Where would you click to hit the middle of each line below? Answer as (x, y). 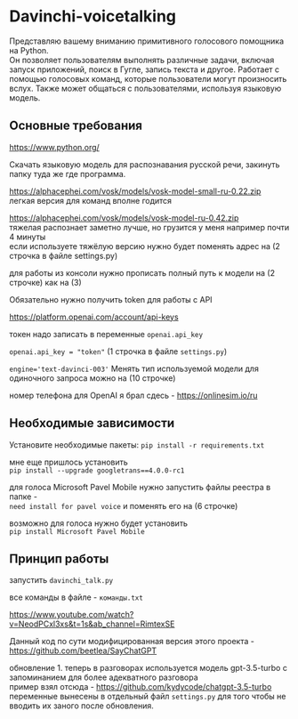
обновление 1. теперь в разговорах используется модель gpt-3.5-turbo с (148, 668)
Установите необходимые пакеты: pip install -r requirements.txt (137, 444)
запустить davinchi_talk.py (61, 580)
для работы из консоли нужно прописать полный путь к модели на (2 (142, 272)
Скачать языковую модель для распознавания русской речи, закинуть (145, 164)
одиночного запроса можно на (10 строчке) (93, 378)
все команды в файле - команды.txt (77, 597)
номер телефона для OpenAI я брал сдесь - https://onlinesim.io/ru (133, 395)
